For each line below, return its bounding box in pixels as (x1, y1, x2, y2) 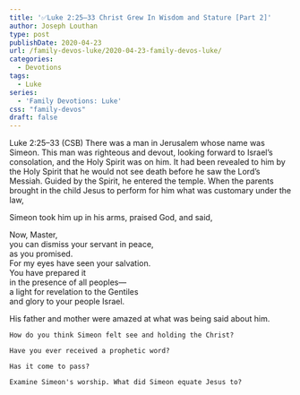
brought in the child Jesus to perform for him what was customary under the (9, 185, 292, 196)
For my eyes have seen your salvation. (9, 258, 151, 269)
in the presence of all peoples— (9, 277, 127, 288)
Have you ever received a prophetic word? (9, 347, 170, 356)
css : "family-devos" (9, 105, 87, 114)
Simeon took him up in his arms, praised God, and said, (9, 212, 213, 223)
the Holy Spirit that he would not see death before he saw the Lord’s (9, 167, 261, 177)
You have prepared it (9, 268, 87, 279)
